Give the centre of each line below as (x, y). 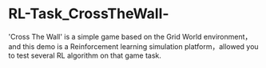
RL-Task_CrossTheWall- (89, 14)
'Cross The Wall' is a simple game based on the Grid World (105, 36)
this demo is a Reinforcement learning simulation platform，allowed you (141, 46)
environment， (228, 36)
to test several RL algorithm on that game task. (85, 55)
